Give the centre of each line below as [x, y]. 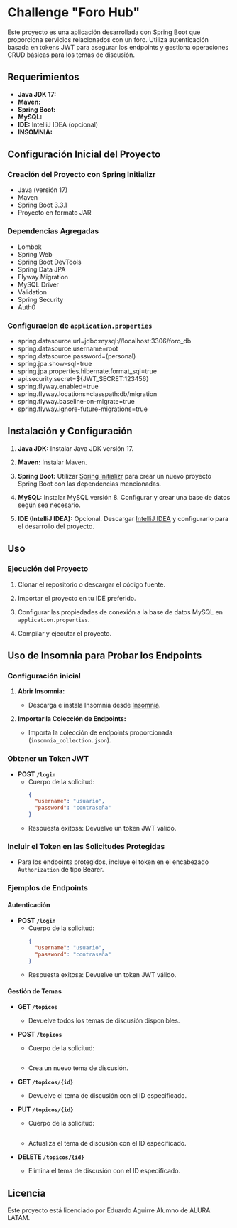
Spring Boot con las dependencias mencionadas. [89, 484]
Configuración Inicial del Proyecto [84, 155]
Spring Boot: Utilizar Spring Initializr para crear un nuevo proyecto [114, 476]
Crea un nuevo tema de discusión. [78, 1068]
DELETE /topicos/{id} [51, 1157]
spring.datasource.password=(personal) [77, 356]
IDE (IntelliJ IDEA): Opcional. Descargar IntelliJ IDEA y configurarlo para [123, 518]
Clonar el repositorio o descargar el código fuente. [91, 584]
